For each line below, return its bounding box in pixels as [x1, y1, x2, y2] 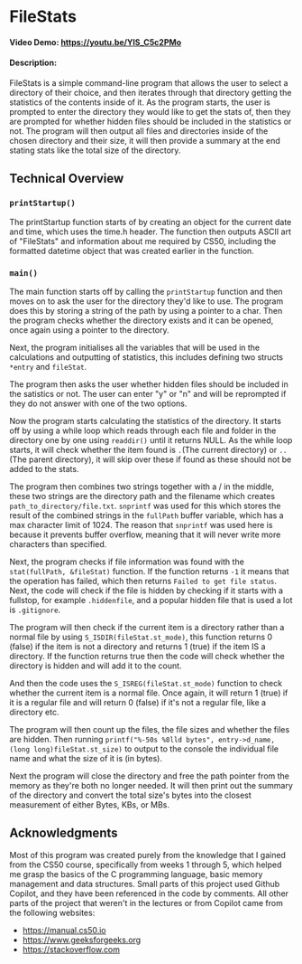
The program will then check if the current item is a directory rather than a [9, 621, 285, 632]
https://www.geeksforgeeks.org [22, 934, 142, 945]
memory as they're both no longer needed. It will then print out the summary [9, 780, 293, 790]
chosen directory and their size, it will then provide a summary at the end [9, 135, 281, 146]
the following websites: [9, 907, 96, 918]
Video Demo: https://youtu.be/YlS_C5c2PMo [9, 36, 182, 47]
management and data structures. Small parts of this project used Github [9, 878, 280, 889]
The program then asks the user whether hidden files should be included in [9, 378, 288, 390]
